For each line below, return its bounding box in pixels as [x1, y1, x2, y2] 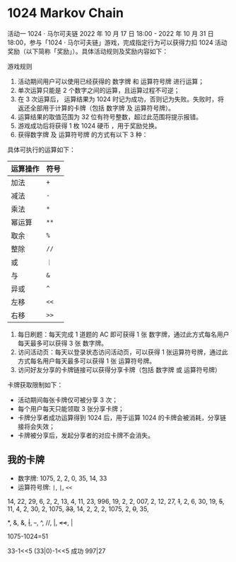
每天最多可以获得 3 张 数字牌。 [17, 339, 108, 347]
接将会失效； [17, 422, 55, 430]
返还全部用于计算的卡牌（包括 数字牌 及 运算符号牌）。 [17, 103, 175, 112]
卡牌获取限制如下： [7, 381, 64, 389]
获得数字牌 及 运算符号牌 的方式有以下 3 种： [17, 130, 148, 139]
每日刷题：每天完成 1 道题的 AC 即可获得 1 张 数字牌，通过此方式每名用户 [17, 330, 230, 338]
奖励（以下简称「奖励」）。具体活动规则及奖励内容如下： [7, 47, 168, 55]
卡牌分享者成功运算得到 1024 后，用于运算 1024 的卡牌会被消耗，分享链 [17, 413, 227, 422]
